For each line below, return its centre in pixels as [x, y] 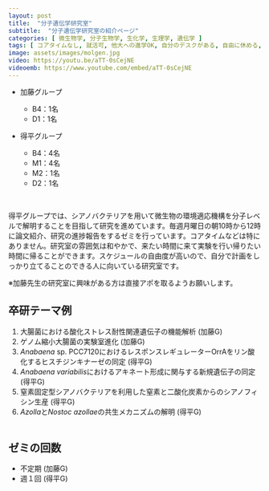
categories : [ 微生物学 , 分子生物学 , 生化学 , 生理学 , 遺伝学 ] [106, 38]
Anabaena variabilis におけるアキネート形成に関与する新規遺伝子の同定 [138, 371]
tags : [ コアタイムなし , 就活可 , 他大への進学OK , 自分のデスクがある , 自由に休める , [135, 46]
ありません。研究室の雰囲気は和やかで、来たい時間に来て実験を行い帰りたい [135, 245]
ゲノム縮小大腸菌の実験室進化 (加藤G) [82, 341]
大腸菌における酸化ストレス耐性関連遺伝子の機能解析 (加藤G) [121, 331]
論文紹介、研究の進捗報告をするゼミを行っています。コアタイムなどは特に [138, 235]
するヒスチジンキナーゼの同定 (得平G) [90, 361]
